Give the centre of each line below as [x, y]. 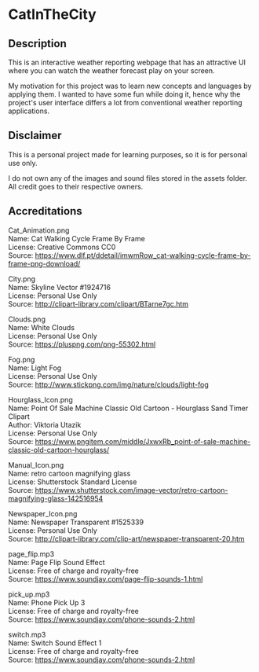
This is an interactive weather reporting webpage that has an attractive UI [127, 62]
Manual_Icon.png [36, 465]
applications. [29, 111]
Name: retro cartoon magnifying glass [69, 473]
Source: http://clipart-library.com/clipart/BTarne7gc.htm [98, 303]
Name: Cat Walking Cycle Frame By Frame [77, 238]
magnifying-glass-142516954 [56, 498]
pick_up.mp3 [29, 594]
